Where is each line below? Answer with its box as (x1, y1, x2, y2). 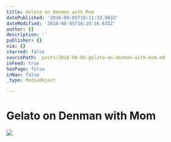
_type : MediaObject (6, 77, 56, 83)
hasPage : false (6, 65, 45, 72)
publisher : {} (6, 37, 43, 43)
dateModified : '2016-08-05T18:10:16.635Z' (6, 20, 116, 26)
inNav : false (6, 72, 40, 78)
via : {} (6, 43, 26, 50)
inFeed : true (6, 60, 40, 66)
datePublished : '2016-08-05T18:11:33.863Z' (6, 15, 119, 21)
